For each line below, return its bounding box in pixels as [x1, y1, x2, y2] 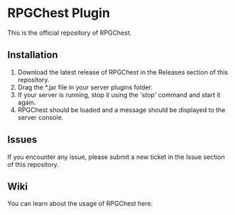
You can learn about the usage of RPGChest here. [7, 199, 153, 208]
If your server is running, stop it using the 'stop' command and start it [17, 90, 221, 99]
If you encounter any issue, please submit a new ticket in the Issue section [7, 153, 225, 161]
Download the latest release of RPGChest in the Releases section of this [17, 67, 229, 76]
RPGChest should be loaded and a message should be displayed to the [17, 105, 226, 114]
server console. [17, 113, 64, 121]
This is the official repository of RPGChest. [7, 28, 132, 37]
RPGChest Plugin [7, 5, 110, 21]
